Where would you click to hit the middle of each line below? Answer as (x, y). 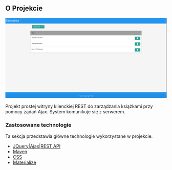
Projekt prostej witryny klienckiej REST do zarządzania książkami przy (79, 106)
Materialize (25, 162)
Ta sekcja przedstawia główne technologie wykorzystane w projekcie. (79, 136)
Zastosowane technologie (38, 125)
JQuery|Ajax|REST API (36, 146)
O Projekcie (24, 8)
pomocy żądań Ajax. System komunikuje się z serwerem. (65, 112)
